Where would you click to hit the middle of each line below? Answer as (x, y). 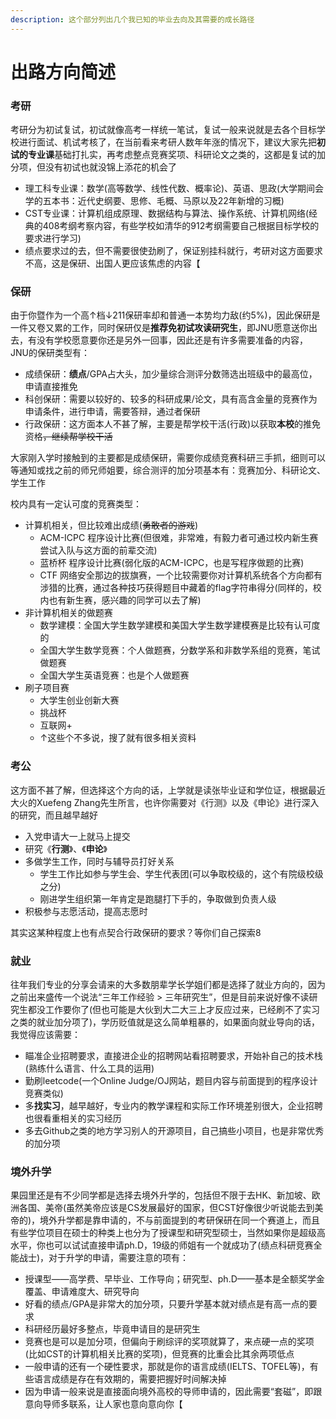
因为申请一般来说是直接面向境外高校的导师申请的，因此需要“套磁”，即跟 (173, 1392)
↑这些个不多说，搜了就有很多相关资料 (118, 738)
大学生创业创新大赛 (79, 700)
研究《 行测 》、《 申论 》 (66, 848)
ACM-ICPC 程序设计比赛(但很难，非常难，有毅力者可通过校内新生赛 (179, 538)
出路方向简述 (63, 72)
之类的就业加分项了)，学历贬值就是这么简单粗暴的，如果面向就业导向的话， (165, 1022)
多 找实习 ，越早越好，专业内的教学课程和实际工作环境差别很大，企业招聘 (173, 1105)
